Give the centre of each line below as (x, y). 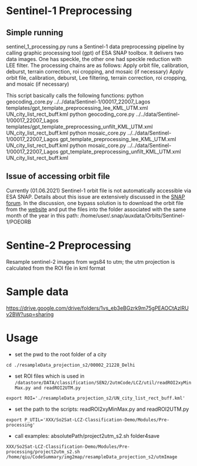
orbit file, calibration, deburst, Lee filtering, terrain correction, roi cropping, (96, 78)
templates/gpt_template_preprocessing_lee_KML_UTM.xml (77, 108)
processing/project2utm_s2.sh (43, 452)
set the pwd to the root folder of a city (61, 354)
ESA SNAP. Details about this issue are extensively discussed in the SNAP (96, 197)
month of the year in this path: (43, 215)
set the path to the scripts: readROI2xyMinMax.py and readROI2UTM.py (102, 409)
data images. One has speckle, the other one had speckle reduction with (94, 59)
